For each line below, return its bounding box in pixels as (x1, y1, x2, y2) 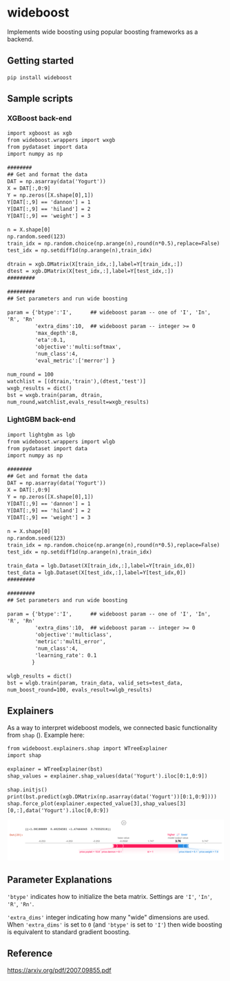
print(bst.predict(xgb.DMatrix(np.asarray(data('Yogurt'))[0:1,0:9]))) (7, 793, 217, 800)
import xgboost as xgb (7, 130, 72, 137)
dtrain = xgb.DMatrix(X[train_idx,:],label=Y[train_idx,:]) (7, 261, 184, 268)
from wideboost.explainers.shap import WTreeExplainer (7, 745, 168, 752)
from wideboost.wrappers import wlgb (7, 438, 116, 445)
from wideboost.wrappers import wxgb (7, 136, 116, 144)
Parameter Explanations (7, 874, 112, 886)
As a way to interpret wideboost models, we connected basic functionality (7, 723, 218, 731)
